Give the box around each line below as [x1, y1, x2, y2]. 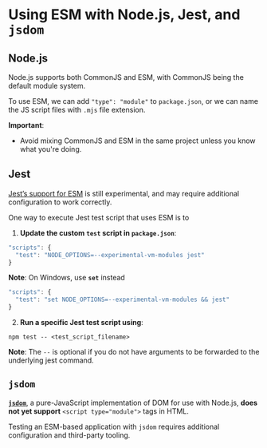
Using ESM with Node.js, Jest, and [8, 6, 241, 24]
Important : [8, 121, 45, 129]
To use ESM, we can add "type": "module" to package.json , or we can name [8, 97, 259, 105]
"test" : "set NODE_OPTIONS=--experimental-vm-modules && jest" [15, 295, 230, 304]
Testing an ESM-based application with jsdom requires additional [8, 422, 220, 431]
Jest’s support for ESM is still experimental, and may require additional [8, 188, 240, 198]
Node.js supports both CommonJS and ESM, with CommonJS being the [8, 73, 245, 81]
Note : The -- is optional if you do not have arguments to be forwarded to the [8, 347, 260, 357]
